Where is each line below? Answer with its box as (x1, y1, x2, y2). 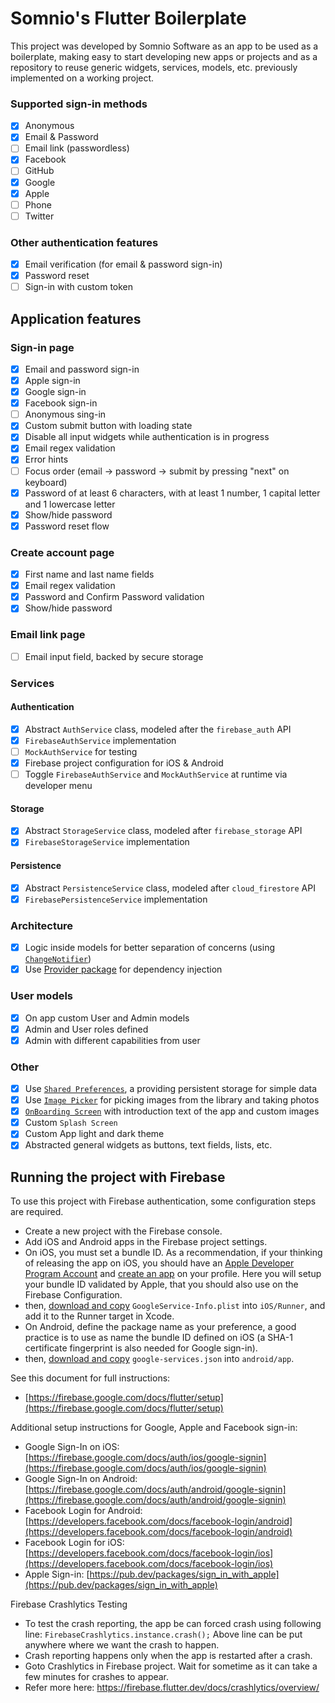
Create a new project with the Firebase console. (24, 1225, 223, 1237)
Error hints (24, 453, 69, 466)
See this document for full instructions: (10, 1372, 171, 1384)
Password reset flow (24, 520, 110, 532)
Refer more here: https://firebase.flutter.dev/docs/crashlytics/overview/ (24, 1682, 320, 1694)
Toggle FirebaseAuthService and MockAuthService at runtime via (24, 768, 288, 781)
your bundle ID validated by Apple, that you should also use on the (24, 1278, 299, 1291)
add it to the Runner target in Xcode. (24, 1310, 175, 1322)
